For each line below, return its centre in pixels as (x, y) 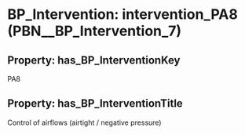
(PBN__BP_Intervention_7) (95, 31)
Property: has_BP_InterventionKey (94, 60)
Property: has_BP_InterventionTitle (95, 104)
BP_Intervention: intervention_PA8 (123, 15)
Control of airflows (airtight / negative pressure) (84, 122)
